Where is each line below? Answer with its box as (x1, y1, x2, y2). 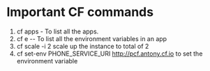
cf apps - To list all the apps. (16, 27, 99, 35)
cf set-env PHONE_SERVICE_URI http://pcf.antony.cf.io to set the (16, 49, 203, 58)
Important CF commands (6, 4, 154, 20)
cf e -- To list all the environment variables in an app (16, 34, 167, 42)
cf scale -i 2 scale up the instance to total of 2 (16, 42, 149, 50)
